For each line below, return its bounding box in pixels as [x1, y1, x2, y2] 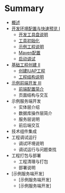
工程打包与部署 [11, 152, 41, 158]
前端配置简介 [18, 86, 44, 92]
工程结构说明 [18, 74, 44, 80]
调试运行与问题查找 [18, 146, 57, 152]
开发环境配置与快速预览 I [11, 25, 60, 31]
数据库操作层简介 [18, 110, 53, 116]
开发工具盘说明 [18, 31, 48, 37]
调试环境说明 [18, 140, 44, 146]
